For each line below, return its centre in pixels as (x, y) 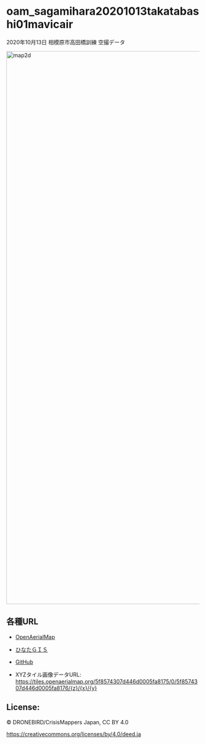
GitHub (24, 662)
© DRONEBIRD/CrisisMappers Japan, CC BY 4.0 (67, 722)
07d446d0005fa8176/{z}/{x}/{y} (56, 688)
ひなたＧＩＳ (31, 649)
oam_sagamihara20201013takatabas (103, 11)
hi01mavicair (40, 24)
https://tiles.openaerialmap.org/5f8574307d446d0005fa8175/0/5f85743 (106, 681)
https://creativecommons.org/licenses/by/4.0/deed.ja (74, 734)
